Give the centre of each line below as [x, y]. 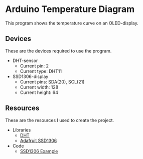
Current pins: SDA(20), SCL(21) [52, 81]
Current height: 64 [39, 92]
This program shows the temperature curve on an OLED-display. [72, 23]
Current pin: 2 [34, 65]
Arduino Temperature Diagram [70, 9]
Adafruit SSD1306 [38, 140]
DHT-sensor [25, 60]
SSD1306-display [30, 76]
